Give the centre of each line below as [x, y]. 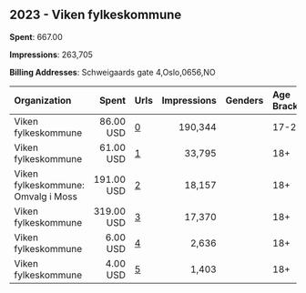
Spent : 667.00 [36, 36]
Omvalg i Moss [46, 197]
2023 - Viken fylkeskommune [96, 15]
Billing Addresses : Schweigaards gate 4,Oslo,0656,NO [112, 72]
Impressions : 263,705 [51, 55]
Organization [43, 100]
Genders [245, 100]
